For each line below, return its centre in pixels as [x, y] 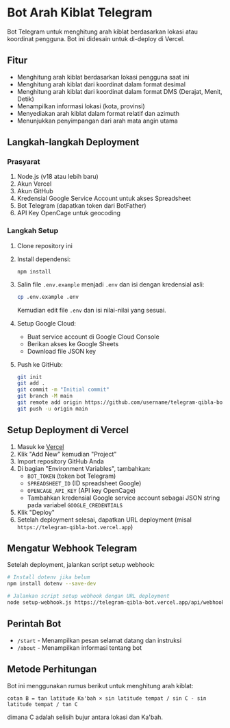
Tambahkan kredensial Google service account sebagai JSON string [124, 498]
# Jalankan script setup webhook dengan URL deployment [88, 596]
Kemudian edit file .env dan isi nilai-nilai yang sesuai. [91, 310]
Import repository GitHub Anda [60, 461]
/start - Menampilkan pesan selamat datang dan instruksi [99, 640]
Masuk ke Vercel [40, 446]
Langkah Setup [33, 231]
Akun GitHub [35, 191]
